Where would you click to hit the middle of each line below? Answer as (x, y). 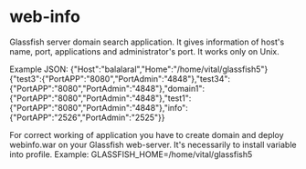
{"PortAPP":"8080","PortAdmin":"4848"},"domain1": (107, 88)
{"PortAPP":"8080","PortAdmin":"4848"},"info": (99, 107)
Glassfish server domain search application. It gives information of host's (147, 42)
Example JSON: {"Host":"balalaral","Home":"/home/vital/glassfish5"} (139, 69)
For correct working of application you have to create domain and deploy (147, 134)
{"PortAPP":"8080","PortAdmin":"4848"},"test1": (100, 98)
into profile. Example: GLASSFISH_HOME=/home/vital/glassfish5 (131, 154)
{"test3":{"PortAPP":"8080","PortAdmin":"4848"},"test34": (120, 78)
